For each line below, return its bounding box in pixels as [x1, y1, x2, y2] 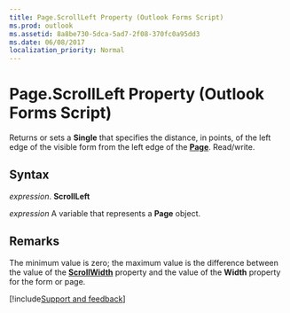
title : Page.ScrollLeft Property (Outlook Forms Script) [9, 12, 224, 22]
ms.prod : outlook [9, 21, 74, 30]
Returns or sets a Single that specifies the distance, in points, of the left [9, 132, 271, 143]
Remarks [9, 234, 60, 249]
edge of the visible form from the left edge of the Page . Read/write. [9, 142, 255, 153]
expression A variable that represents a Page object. [9, 207, 201, 218]
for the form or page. [9, 276, 86, 286]
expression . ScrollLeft [9, 191, 90, 201]
